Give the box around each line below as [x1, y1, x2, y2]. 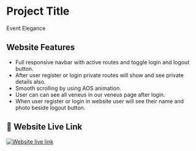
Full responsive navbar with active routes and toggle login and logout [15, 58, 190, 65]
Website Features [6, 42, 75, 53]
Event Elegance [6, 24, 46, 32]
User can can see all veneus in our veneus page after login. [15, 90, 165, 98]
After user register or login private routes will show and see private [15, 72, 184, 79]
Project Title [6, 4, 70, 18]
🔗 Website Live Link [6, 122, 83, 132]
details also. [15, 78, 46, 85]
